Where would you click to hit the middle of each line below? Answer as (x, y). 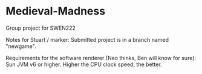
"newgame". (21, 46)
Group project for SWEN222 (41, 28)
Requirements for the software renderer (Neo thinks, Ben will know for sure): (101, 58)
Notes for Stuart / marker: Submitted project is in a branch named (87, 39)
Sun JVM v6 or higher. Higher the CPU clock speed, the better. (84, 64)
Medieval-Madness (56, 11)
